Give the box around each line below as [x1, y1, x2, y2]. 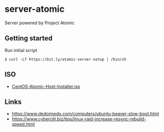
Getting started [4, 34, 53, 43]
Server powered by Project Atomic [4, 20, 75, 26]
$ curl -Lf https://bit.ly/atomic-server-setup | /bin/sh [4, 57, 126, 62]
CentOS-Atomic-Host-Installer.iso [11, 83, 81, 89]
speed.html [11, 121, 35, 127]
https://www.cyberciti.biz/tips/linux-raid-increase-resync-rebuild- [11, 116, 146, 122]
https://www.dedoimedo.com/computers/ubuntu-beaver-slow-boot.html [11, 111, 159, 117]
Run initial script [4, 47, 38, 53]
